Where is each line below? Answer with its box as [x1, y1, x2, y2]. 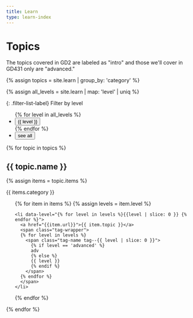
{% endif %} [30, 264, 60, 270]
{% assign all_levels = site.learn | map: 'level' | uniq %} [6, 88, 140, 95]
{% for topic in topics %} [6, 144, 67, 151]
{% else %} [30, 253, 58, 259]
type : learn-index [6, 14, 51, 20]
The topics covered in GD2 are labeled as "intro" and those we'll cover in [6, 59, 183, 66]
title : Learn [6, 8, 38, 15]
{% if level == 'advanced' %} [30, 243, 105, 249]
